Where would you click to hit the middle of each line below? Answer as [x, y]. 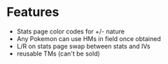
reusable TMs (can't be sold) [58, 54]
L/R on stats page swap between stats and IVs [84, 46]
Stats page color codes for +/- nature [71, 31]
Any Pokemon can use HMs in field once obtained [89, 38]
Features [33, 12]
